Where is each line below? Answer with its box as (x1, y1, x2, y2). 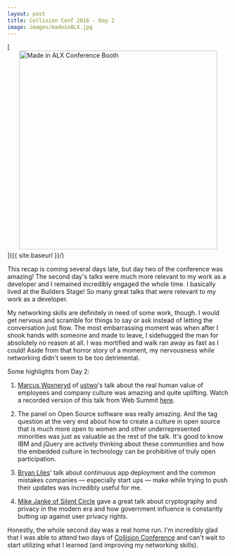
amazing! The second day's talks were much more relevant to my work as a (7, 273, 227, 281)
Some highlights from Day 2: (7, 367, 90, 376)
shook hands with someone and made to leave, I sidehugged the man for (7, 331, 219, 340)
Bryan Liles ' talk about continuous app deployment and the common (17, 468, 216, 477)
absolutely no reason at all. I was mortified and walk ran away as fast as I (7, 338, 220, 347)
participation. (17, 455, 56, 463)
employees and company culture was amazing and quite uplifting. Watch (17, 389, 229, 397)
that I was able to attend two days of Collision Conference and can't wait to (7, 533, 225, 542)
